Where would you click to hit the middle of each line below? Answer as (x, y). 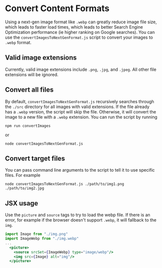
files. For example (23, 175)
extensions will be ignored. (32, 74)
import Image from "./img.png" (37, 234)
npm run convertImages (28, 126)
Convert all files (29, 90)
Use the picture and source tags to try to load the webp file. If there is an (78, 215)
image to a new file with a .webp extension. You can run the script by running (81, 117)
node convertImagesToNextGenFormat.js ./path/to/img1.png (65, 184)
